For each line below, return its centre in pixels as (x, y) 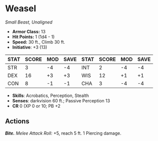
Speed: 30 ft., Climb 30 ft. (39, 42)
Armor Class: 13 (29, 31)
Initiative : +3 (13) (30, 47)
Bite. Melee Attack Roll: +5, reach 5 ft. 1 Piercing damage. (63, 133)
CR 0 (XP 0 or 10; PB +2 (36, 106)
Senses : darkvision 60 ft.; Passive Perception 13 (61, 100)
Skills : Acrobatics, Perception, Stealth (51, 95)
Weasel (21, 9)
